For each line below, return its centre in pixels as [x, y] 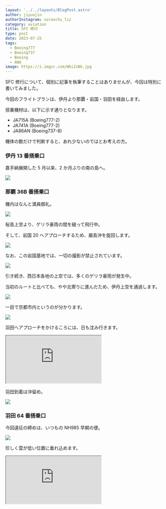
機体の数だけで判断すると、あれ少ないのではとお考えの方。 [68, 142]
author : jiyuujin [24, 15]
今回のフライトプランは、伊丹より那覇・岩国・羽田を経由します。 [74, 99]
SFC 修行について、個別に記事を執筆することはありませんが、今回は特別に [83, 82]
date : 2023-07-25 [24, 39]
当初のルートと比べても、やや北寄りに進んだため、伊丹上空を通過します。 [82, 287]
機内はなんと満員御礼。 [30, 204]
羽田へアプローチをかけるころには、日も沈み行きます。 [63, 327]
